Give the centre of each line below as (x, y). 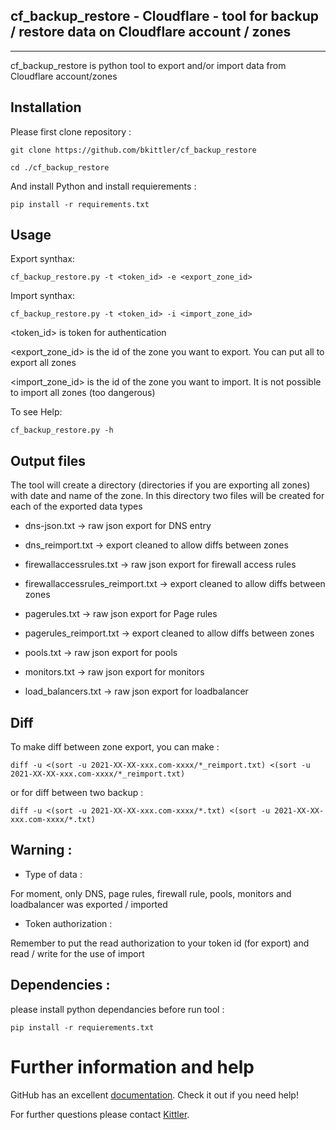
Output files (48, 460)
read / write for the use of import (77, 953)
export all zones (43, 363)
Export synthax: (42, 259)
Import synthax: (42, 296)
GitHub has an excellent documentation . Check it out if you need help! (154, 1095)
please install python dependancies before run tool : (117, 1009)
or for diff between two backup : (77, 793)
